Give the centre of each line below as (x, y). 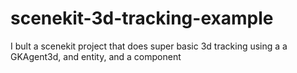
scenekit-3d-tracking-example (142, 18)
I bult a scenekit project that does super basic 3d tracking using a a (149, 46)
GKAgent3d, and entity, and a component (96, 56)
